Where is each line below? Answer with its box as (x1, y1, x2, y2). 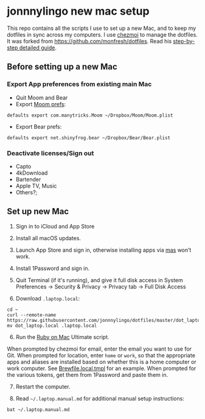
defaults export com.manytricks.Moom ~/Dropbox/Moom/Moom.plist (7, 112, 173, 118)
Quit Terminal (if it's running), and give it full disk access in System (15, 276, 183, 283)
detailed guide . (19, 44, 57, 51)
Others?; (15, 188, 38, 196)
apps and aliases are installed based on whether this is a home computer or (7, 358, 196, 365)
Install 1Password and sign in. (15, 264, 90, 272)
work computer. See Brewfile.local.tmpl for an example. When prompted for (7, 365, 196, 372)
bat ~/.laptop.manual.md (7, 406, 70, 413)
